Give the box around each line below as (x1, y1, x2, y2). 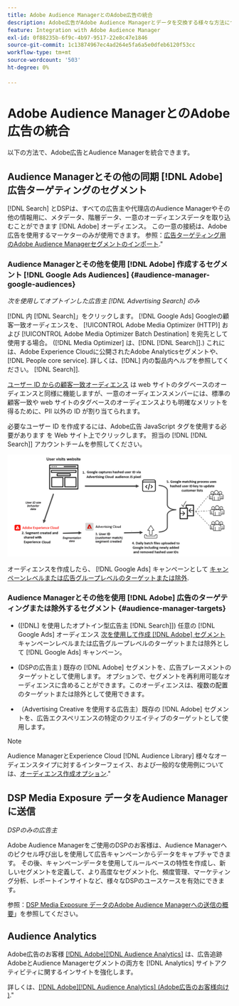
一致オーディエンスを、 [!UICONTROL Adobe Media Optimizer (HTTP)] (13, 320, 221, 329)
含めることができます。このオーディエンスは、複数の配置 (60, 680, 228, 689)
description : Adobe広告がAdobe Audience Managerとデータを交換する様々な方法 (7, 18, 225, 26)
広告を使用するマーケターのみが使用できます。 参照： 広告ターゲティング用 (7, 231, 226, 240)
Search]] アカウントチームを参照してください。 (7, 440, 147, 448)
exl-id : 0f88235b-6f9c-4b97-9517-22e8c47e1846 (7, 34, 148, 41)
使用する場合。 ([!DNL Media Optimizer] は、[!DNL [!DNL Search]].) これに (7, 338, 225, 346)
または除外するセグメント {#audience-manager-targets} (29, 603, 226, 613)
